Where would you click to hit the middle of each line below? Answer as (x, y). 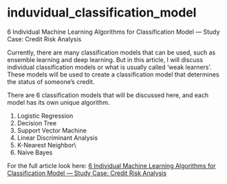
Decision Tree (37, 123)
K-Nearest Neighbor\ (47, 145)
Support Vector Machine (52, 130)
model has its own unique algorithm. (58, 102)
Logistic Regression (45, 116)
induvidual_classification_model (102, 13)
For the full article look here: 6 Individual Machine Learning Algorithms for (111, 165)
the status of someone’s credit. (51, 81)
